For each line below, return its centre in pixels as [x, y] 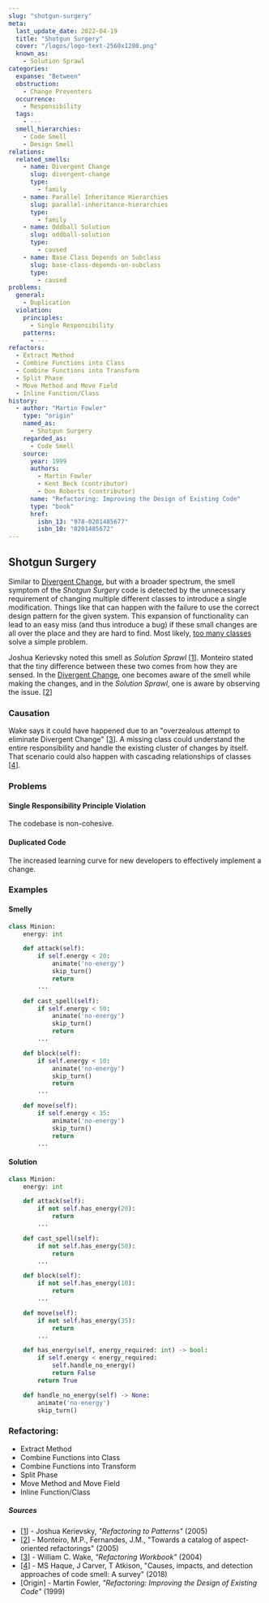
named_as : [40, 424]
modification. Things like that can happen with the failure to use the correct [134, 607]
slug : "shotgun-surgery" [50, 16]
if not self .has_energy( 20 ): [87, 1209]
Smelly [20, 909]
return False [73, 1373]
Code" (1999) [43, 1591]
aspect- [236, 1540]
